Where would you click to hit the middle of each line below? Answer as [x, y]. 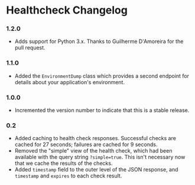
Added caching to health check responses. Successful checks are [95, 138]
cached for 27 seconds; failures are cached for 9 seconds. [86, 144]
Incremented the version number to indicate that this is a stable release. [102, 110]
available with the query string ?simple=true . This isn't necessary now [100, 157]
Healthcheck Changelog [67, 10]
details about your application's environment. [70, 82]
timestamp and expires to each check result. [68, 176]
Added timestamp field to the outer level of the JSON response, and [96, 170]
